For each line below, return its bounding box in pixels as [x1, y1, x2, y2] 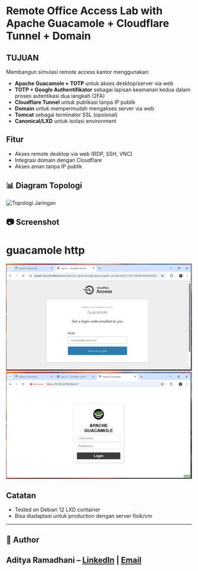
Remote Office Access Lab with [6, 4, 163, 18]
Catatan [6, 490, 37, 500]
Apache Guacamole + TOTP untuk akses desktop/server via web [14, 80, 174, 87]
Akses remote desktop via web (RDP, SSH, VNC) [14, 150, 133, 157]
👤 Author [6, 535, 39, 545]
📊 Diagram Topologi [6, 181, 82, 191]
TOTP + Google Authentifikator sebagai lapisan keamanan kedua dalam [14, 86, 191, 93]
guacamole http [6, 244, 85, 257]
